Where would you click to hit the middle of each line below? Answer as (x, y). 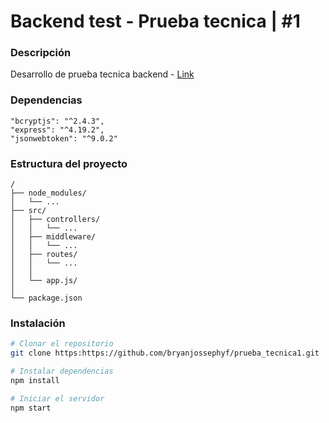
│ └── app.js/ (44, 281)
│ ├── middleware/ (53, 237)
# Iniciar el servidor (57, 398)
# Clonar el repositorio (62, 344)
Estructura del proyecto (69, 163)
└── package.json (46, 298)
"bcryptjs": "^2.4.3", (57, 121)
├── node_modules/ (48, 193)
